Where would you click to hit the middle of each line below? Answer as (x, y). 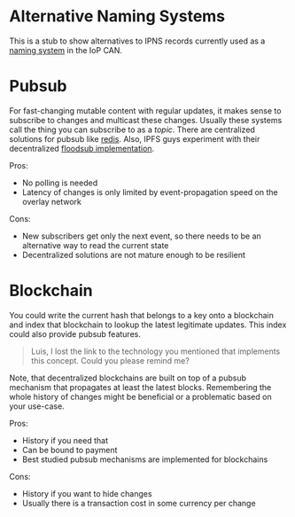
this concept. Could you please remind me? (110, 360)
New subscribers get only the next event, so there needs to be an (141, 236)
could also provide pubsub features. (75, 333)
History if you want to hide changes (87, 493)
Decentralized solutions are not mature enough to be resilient (134, 255)
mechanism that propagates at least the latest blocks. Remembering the (140, 387)
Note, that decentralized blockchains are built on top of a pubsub (128, 378)
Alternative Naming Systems (117, 16)
